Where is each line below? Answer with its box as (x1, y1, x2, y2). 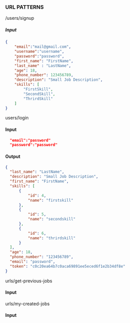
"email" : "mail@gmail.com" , (14, 44, 71, 49)
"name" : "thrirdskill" (27, 235, 76, 241)
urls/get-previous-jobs (5, 278, 53, 284)
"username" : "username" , (14, 49, 65, 54)
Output (5, 153, 21, 159)
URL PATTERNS (5, 4, 44, 11)
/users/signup (5, 15, 34, 21)
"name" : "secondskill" (27, 217, 76, 222)
